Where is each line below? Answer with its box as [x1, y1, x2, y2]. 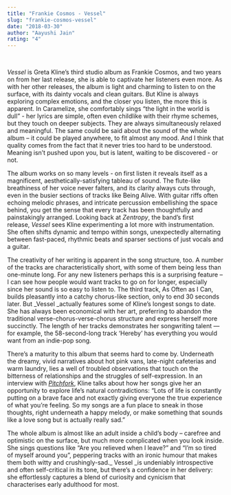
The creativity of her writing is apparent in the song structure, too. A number [7, 256, 223, 264]
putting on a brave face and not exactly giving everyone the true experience [7, 394, 223, 402]
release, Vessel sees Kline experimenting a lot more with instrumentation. [7, 221, 215, 229]
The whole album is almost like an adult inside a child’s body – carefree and [7, 429, 221, 438]
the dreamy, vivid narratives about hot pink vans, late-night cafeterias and [7, 357, 217, 365]
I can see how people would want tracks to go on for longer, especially [7, 278, 208, 286]
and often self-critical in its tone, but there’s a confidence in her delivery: [7, 466, 213, 474]
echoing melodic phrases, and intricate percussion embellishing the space [7, 199, 218, 207]
